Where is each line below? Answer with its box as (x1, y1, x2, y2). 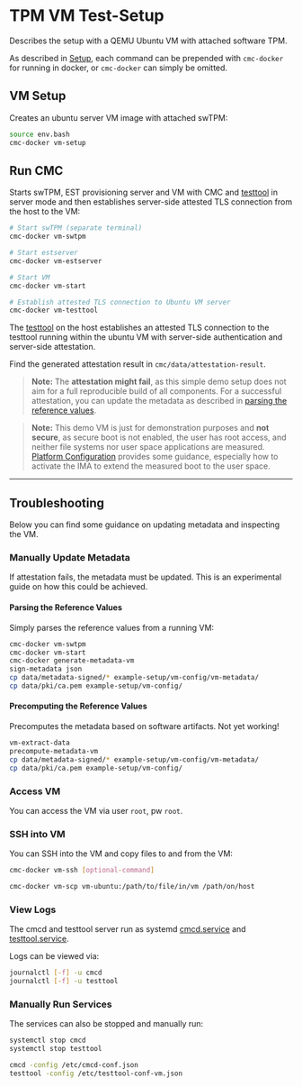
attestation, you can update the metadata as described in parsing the (31, 396, 288, 406)
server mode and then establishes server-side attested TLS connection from (9, 196, 293, 207)
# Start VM (9, 272, 50, 282)
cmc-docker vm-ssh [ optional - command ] (9, 866, 155, 875)
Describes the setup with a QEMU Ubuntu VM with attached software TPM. (9, 35, 288, 46)
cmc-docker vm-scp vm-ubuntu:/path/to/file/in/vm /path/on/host (9, 882, 255, 891)
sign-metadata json (9, 664, 83, 674)
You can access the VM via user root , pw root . (9, 805, 183, 816)
